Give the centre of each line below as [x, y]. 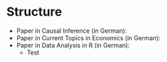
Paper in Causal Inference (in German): [71, 31]
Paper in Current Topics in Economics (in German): [88, 37]
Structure [34, 12]
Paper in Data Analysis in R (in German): [73, 45]
